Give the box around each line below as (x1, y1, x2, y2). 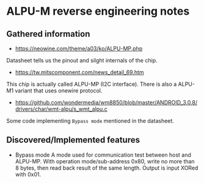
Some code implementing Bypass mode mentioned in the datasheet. (6, 118, 174, 124)
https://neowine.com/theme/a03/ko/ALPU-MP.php (15, 45, 143, 52)
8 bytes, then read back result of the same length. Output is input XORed (15, 164, 199, 171)
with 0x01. (15, 170, 42, 178)
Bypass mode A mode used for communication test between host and (15, 151, 191, 159)
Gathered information (6, 29, 90, 39)
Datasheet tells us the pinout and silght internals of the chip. (6, 57, 158, 64)
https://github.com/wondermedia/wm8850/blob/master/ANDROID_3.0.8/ (15, 99, 197, 106)
